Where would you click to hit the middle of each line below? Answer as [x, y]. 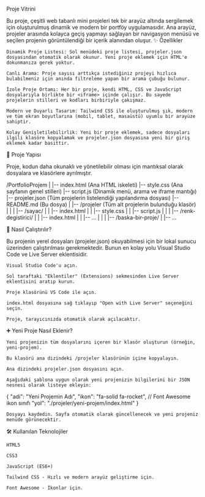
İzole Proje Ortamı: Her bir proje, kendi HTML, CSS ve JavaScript [94, 90]
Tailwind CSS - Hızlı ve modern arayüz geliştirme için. [80, 477]
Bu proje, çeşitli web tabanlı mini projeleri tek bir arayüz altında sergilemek [100, 21]
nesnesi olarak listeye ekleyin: [49, 385]
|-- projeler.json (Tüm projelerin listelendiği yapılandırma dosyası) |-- [93, 198]
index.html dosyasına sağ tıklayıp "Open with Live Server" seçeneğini [99, 303]
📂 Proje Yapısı [24, 155]
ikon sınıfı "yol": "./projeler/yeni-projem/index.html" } [73, 403]
